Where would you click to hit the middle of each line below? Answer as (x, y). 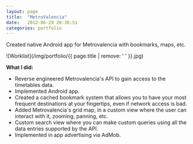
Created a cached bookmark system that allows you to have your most (101, 98)
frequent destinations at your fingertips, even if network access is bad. (101, 104)
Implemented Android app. (47, 91)
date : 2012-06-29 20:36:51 (42, 22)
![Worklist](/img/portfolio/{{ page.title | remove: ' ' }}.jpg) (75, 56)
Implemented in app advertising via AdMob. (68, 135)
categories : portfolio (34, 28)
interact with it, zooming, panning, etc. (61, 116)
